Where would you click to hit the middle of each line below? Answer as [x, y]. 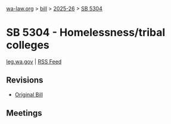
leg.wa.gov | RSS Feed [34, 61]
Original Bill [29, 94]
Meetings [24, 113]
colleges [28, 45]
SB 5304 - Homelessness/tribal [86, 33]
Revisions [25, 80]
